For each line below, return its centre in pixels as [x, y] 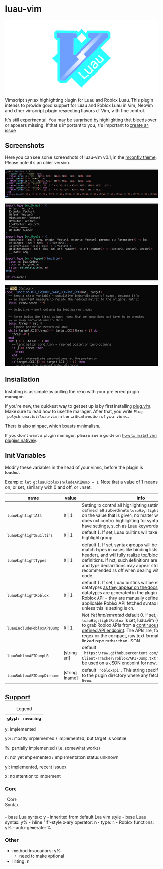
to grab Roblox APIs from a [109, 625]
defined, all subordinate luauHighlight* [122, 510]
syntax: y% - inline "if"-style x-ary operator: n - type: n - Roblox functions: [80, 822]
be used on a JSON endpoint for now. [120, 663]
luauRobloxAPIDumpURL [29, 656]
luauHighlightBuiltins [30, 535]
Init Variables [25, 456]
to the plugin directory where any [115, 675]
